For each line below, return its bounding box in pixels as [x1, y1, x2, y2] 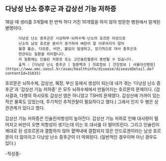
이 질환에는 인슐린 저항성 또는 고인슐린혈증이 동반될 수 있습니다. [18, 56, 134, 62]
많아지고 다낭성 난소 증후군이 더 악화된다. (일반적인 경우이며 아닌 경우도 [19, 134, 158, 140]
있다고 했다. [22, 105, 45, 110]
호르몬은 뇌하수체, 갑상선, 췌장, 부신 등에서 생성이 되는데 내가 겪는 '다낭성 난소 [5, 80, 156, 86]
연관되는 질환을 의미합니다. [18, 52, 66, 56]
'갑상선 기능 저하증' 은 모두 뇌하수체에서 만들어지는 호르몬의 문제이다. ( [19, 86, 156, 92]
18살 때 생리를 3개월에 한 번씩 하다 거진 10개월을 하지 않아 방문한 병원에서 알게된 [5, 19, 161, 25]
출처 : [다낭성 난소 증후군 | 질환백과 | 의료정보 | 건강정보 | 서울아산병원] [18, 62, 156, 67]
